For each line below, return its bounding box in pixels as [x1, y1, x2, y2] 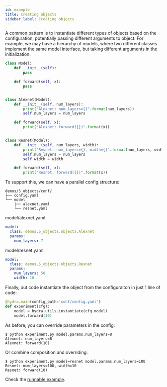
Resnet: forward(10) [5, 368, 48, 373]
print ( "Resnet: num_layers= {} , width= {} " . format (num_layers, [23, 147, 153, 152]
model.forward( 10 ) [14, 313, 52, 318]
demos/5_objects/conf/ [5, 189, 52, 194]
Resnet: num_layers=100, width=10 [5, 363, 77, 368]
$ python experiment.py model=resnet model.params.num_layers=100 [5, 359, 146, 364]
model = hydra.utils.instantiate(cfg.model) [14, 308, 108, 313]
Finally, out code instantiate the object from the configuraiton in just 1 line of [5, 285, 161, 290]
